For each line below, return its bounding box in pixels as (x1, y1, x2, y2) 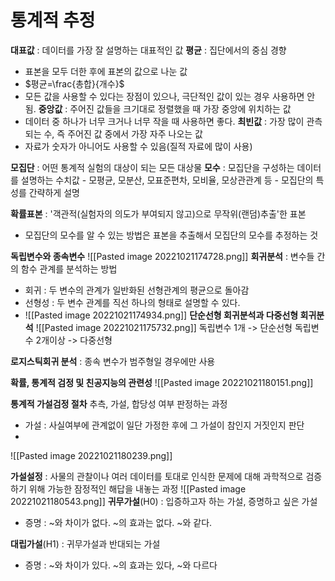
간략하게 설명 (28, 186, 80, 198)
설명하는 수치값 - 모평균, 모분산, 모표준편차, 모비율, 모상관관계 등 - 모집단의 (20, 174, 314, 186)
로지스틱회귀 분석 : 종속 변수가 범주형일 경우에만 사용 (10, 355, 216, 367)
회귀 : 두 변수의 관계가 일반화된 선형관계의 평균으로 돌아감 (24, 284, 250, 296)
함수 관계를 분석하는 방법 (20, 262, 118, 275)
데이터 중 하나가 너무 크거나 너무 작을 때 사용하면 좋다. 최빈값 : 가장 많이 (24, 115, 305, 127)
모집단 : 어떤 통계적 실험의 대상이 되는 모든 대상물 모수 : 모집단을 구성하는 (10, 161, 295, 173)
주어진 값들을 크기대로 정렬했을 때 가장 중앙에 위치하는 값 (69, 102, 292, 115)
